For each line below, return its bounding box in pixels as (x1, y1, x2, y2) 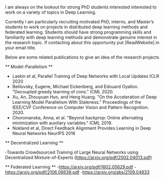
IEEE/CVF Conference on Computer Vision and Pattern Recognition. (12, 105, 149, 110)
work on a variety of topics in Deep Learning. (5, 9, 97, 15)
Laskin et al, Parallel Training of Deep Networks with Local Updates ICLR (12, 73, 160, 79)
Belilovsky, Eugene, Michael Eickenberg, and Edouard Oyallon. (12, 84, 139, 90)
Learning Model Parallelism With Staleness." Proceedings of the (12, 99, 141, 105)
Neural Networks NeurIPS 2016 (12, 131, 76, 136)
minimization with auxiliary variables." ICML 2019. (12, 120, 112, 126)
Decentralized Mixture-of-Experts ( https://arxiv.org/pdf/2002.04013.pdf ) (5, 155, 152, 160)
